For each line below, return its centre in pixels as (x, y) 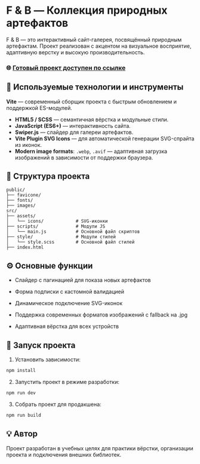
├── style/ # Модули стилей (61, 237)
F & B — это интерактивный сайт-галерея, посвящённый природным (94, 39)
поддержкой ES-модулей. (39, 107)
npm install (21, 371)
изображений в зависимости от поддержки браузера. (84, 157)
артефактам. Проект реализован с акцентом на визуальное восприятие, (99, 46)
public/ (16, 190)
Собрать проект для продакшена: (58, 404)
